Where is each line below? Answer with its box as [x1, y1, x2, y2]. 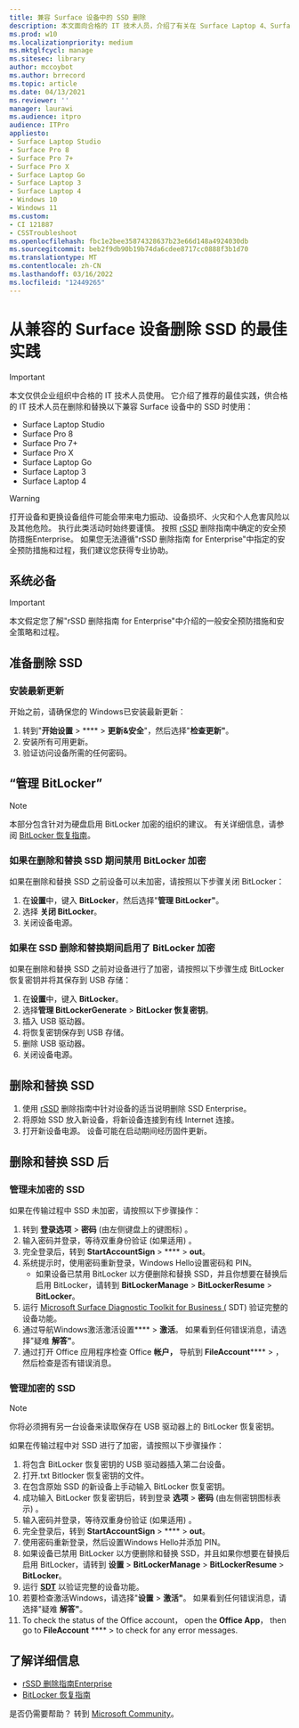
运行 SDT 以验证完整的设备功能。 [21, 1582, 144, 1593]
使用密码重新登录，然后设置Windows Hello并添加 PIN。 [21, 1537, 225, 1548]
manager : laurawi [9, 104, 74, 113]
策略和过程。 [16, 627, 64, 638]
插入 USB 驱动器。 [21, 1016, 91, 1027]
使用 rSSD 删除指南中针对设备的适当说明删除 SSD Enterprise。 [21, 1104, 252, 1114]
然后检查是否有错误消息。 [21, 1357, 117, 1368]
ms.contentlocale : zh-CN [9, 262, 101, 271]
